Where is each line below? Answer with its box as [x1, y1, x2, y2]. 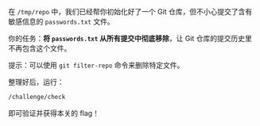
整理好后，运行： [8, 78, 64, 86]
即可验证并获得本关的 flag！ [8, 108, 99, 117]
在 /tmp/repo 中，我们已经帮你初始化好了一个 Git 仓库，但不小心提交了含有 [8, 7, 253, 16]
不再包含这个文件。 [8, 44, 72, 53]
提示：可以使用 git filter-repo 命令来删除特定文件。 [8, 60, 184, 70]
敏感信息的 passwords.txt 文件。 [8, 17, 114, 26]
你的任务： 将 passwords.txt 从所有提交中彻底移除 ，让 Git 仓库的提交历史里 [8, 34, 253, 43]
